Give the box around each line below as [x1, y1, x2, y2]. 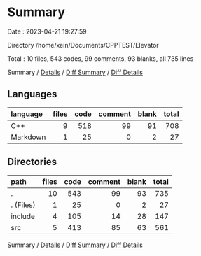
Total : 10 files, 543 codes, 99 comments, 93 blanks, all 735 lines [7, 54, 194, 63]
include [11, 211, 35, 221]
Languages [7, 88, 57, 100]
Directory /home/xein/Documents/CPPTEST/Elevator [7, 41, 159, 49]
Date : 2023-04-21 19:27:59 [7, 27, 87, 36]
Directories [7, 156, 57, 168]
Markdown [11, 132, 46, 142]
